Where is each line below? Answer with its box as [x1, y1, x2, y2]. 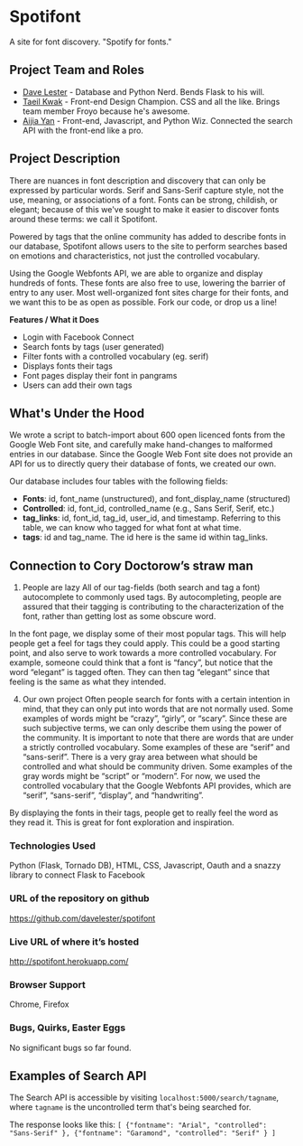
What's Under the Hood [9, 405, 145, 421]
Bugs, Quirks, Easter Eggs [9, 1021, 126, 1034]
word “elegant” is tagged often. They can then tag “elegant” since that [9, 667, 271, 678]
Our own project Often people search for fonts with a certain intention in [22, 694, 290, 705]
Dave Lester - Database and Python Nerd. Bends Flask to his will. [22, 86, 265, 97]
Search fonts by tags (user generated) [22, 341, 165, 352]
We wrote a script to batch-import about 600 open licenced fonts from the [9, 429, 286, 440]
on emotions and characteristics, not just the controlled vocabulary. [9, 250, 261, 261]
